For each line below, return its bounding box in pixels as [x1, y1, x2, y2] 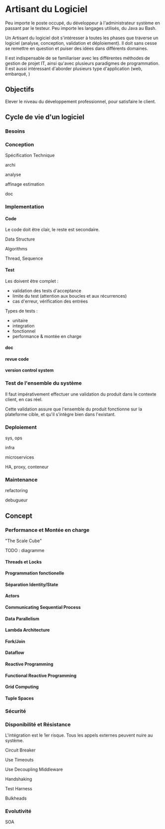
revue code [5, 356, 29, 362]
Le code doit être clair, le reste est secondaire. [5, 227, 100, 233]
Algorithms [5, 246, 28, 252]
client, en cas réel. [5, 396, 43, 402]
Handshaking [5, 776, 32, 782]
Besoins [5, 128, 25, 135]
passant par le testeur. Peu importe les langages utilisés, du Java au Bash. [5, 25, 157, 31]
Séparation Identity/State [5, 581, 58, 587]
